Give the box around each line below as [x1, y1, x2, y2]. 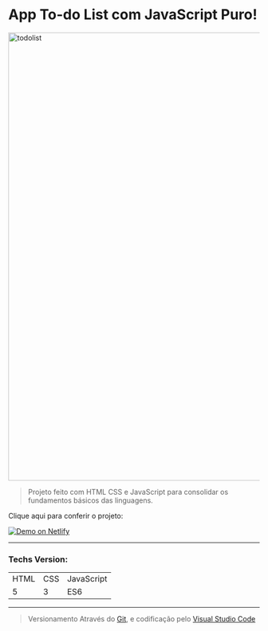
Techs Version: [8, 554, 69, 565]
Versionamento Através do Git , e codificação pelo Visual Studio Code [27, 614, 256, 624]
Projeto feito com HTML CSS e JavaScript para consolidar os [27, 487, 229, 496]
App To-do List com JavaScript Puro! [8, 6, 258, 24]
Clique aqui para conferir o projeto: [8, 511, 124, 520]
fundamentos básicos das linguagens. [27, 496, 153, 505]
